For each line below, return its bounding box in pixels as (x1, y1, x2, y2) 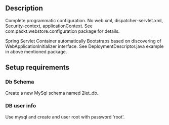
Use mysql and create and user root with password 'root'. (5, 113, 125, 120)
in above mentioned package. (5, 48, 67, 54)
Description (5, 4, 43, 13)
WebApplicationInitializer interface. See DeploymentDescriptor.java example (5, 43, 164, 49)
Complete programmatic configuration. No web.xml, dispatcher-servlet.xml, (5, 17, 163, 23)
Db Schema (5, 78, 34, 85)
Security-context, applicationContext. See (5, 23, 93, 29)
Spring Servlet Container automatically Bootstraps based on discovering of (5, 38, 161, 44)
